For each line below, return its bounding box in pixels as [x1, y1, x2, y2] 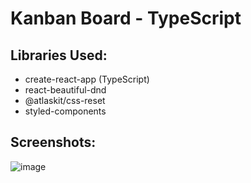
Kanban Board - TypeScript [10, 7, 242, 30]
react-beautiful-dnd [24, 84, 107, 96]
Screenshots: [10, 134, 97, 151]
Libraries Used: [10, 47, 108, 64]
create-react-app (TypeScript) [24, 73, 150, 85]
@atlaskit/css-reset [24, 95, 106, 106]
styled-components [24, 105, 107, 117]
